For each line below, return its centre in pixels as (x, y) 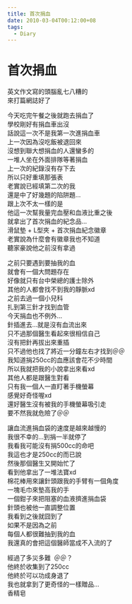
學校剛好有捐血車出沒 (38, 124)
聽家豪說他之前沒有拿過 (41, 248)
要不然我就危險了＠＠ (38, 413)
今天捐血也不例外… (35, 316)
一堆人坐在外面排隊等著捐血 (48, 160)
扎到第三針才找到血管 (38, 307)
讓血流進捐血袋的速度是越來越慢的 (57, 428)
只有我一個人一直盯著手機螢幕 (50, 386)
